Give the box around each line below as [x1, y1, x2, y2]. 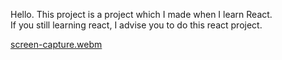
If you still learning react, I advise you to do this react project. [10, 19, 263, 31]
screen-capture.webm [10, 39, 103, 50]
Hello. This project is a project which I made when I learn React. [10, 9, 273, 20]
